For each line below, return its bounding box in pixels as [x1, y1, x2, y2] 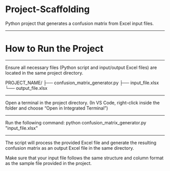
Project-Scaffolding [5, 4, 90, 15]
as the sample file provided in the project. [5, 160, 92, 166]
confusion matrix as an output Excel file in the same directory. [5, 145, 134, 151]
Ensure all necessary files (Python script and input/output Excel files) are [5, 64, 157, 71]
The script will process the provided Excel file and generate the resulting [5, 140, 157, 146]
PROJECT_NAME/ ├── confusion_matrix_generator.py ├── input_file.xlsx [5, 80, 159, 86]
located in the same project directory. [5, 70, 83, 76]
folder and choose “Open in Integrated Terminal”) [5, 105, 108, 111]
